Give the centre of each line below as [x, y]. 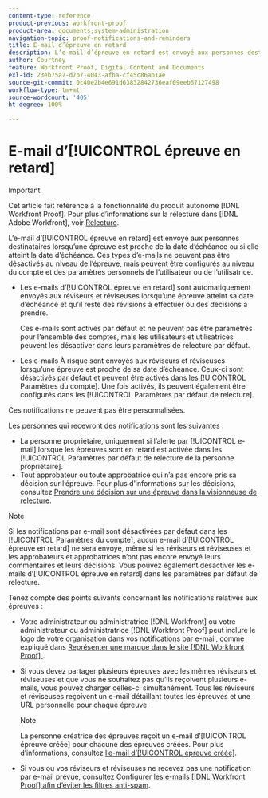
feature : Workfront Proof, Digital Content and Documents [106, 68]
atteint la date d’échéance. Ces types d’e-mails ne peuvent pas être [119, 255]
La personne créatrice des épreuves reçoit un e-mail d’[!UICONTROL [133, 736]
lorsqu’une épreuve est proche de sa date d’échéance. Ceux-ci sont [131, 369]
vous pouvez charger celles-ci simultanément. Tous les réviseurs [148, 688]
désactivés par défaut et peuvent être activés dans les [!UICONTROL [133, 378]
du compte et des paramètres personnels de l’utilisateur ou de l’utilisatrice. [131, 272]
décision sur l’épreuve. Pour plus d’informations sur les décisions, [128, 484]
